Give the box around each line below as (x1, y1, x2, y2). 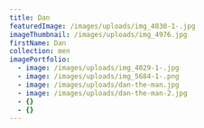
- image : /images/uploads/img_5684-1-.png (17, 72, 180, 81)
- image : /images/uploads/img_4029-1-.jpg (17, 64, 180, 73)
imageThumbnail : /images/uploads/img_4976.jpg (9, 30, 188, 39)
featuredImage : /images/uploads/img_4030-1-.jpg (9, 22, 196, 31)
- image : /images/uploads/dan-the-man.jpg (17, 80, 180, 89)
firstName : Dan (9, 38, 67, 48)
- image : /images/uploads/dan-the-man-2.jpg (17, 88, 188, 97)
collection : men (9, 47, 70, 56)
